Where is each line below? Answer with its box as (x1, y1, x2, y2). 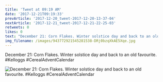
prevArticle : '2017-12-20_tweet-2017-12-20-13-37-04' (5, 16, 116, 21)
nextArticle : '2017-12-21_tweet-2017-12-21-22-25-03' (5, 20, 116, 26)
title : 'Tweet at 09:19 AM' (5, 7, 62, 12)
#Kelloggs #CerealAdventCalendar (5, 56, 74, 63)
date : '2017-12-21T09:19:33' (5, 12, 64, 16)
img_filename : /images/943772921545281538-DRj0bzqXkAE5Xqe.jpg (5, 39, 136, 43)
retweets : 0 (5, 25, 29, 30)
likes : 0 (5, 29, 23, 34)
